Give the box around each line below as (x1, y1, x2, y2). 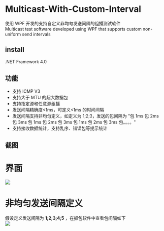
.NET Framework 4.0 (5, 58, 47, 65)
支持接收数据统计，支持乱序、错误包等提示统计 (12, 125, 107, 131)
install (5, 45, 25, 54)
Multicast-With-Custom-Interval (5, 3, 141, 15)
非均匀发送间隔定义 (5, 198, 83, 209)
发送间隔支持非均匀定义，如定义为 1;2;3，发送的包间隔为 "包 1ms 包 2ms (12, 113, 159, 119)
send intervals (22, 31, 51, 37)
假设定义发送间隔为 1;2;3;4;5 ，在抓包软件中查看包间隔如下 (5, 215, 126, 221)
